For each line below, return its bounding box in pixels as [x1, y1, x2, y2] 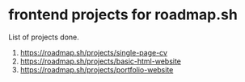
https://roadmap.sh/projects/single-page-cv [19, 47, 168, 57]
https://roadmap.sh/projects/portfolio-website [19, 64, 174, 74]
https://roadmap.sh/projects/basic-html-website [19, 56, 182, 66]
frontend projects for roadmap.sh [8, 6, 239, 24]
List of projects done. [8, 32, 79, 42]
